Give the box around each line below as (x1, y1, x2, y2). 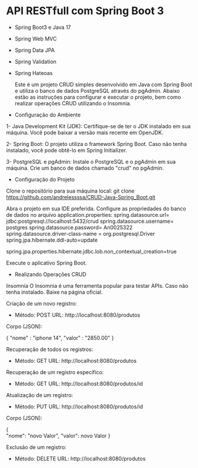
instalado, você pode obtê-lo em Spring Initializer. (6, 147, 127, 154)
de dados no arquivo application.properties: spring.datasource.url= (6, 211, 170, 218)
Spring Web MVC (14, 35, 57, 42)
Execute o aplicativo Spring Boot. (6, 259, 87, 266)
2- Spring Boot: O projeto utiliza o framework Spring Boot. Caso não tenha (6, 140, 187, 147)
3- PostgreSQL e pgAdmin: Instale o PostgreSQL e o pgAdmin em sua (6, 158, 176, 165)
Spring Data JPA (14, 46, 55, 54)
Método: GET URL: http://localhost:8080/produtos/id (14, 380, 143, 387)
